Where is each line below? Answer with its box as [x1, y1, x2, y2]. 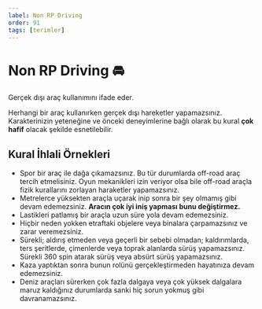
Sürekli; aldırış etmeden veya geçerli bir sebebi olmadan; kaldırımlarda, [19, 235, 249, 245]
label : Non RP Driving [8, 11, 83, 20]
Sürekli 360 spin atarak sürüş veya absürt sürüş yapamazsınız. [19, 252, 223, 262]
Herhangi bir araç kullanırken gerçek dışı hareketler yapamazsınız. [8, 108, 223, 118]
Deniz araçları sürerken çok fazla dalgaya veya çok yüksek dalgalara [19, 277, 242, 287]
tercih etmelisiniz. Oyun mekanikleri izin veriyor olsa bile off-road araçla [19, 177, 253, 186]
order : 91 [8, 19, 41, 27]
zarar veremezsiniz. [19, 227, 84, 237]
